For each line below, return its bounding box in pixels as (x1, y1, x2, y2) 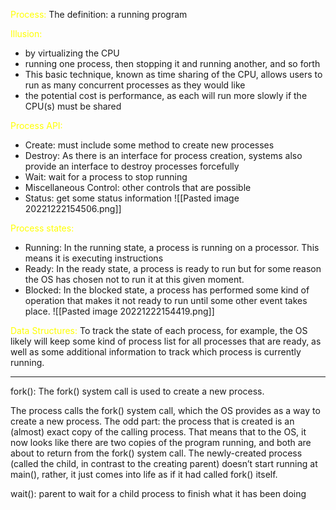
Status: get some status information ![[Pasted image (24, 192, 240, 204)
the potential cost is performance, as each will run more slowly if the (24, 90, 308, 101)
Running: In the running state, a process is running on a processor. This (24, 242, 320, 253)
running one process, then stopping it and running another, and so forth (24, 58, 321, 69)
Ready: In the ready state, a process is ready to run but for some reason (24, 263, 322, 274)
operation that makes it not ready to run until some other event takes (24, 295, 308, 306)
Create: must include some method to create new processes (24, 139, 275, 151)
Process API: (10, 120, 63, 131)
